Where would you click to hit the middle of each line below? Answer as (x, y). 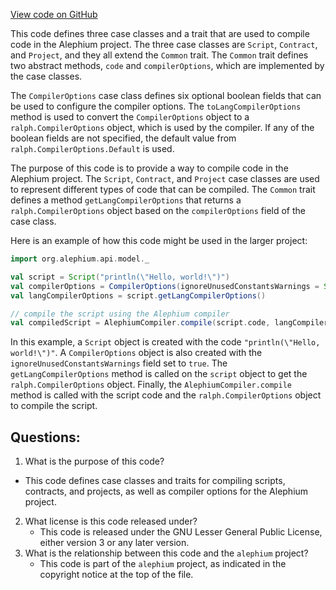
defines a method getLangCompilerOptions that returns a (126, 200)
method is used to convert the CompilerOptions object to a (130, 117)
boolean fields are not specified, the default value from (123, 138)
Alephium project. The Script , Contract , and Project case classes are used (165, 178)
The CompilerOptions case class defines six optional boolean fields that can (166, 95)
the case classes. (46, 76)
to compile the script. (54, 406)
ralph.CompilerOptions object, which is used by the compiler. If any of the (162, 127)
